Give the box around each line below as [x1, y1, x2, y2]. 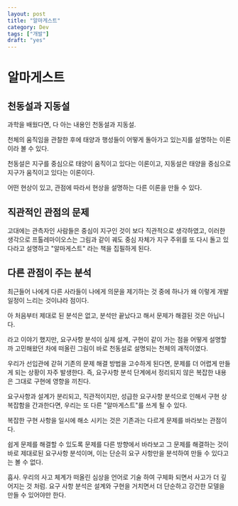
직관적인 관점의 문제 [7, 206, 90, 218]
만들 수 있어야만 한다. [7, 490, 66, 499]
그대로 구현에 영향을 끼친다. [14, 377, 91, 385]
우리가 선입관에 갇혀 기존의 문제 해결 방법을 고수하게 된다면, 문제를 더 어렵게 [7, 359, 218, 367]
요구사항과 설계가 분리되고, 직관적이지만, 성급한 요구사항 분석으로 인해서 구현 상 [7, 392, 227, 400]
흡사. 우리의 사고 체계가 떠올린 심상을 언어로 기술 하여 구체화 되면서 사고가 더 [7, 473, 220, 481]
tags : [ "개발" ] [7, 30, 50, 38]
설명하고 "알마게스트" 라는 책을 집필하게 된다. [26, 244, 152, 252]
